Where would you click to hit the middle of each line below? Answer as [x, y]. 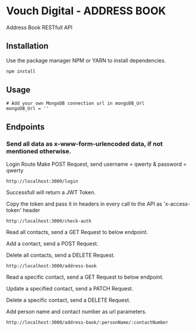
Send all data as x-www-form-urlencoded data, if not [85, 144]
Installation [27, 46]
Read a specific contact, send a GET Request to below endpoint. [85, 277]
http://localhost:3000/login [42, 182]
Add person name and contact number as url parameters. [77, 312]
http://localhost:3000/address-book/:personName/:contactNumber [87, 323]
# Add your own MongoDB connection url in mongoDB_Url [75, 103]
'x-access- [177, 204]
